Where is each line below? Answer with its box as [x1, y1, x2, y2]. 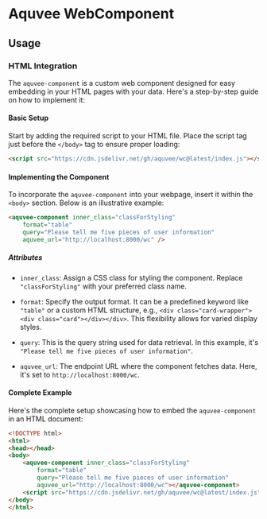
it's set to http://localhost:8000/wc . [19, 370, 140, 379]
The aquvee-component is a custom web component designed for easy [8, 78, 236, 87]
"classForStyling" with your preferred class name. [19, 281, 188, 291]
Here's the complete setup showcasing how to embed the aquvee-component [8, 405, 257, 415]
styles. [19, 322, 42, 331]
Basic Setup [8, 113, 49, 123]
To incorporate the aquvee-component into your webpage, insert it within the [8, 190, 253, 199]
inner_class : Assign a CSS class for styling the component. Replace [19, 273, 243, 282]
